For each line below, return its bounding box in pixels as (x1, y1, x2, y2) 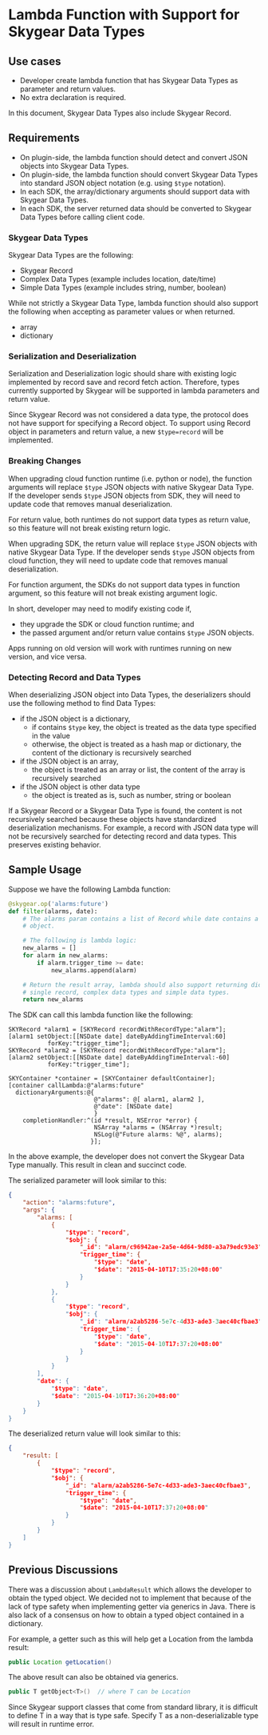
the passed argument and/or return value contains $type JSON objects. (19, 627, 254, 637)
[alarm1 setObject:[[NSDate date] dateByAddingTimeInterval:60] (8, 1032, 227, 1041)
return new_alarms (22, 996, 84, 1004)
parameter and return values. (19, 84, 116, 94)
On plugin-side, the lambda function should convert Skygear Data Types (19, 170, 258, 179)
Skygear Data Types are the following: (8, 250, 134, 260)
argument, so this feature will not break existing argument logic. (8, 588, 218, 598)
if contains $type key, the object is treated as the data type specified (31, 723, 257, 731)
